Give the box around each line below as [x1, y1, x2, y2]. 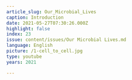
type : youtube [6, 54, 43, 60]
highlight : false [6, 25, 50, 32]
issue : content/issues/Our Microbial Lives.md [6, 37, 127, 43]
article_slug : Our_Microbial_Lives [6, 8, 97, 15]
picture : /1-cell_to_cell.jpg [6, 48, 83, 54]
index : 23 [6, 31, 32, 37]
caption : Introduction [6, 14, 64, 20]
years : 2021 [6, 59, 36, 65]
